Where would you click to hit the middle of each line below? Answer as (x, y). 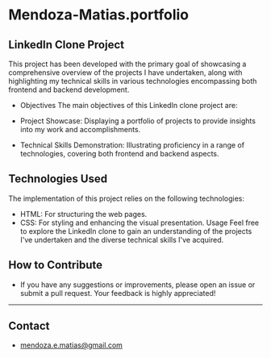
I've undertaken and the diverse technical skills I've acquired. (122, 239)
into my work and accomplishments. (80, 129)
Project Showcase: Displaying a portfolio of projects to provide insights (138, 121)
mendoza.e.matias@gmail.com (71, 345)
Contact (29, 326)
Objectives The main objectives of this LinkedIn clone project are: (129, 105)
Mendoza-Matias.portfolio (99, 15)
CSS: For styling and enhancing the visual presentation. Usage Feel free (140, 223)
